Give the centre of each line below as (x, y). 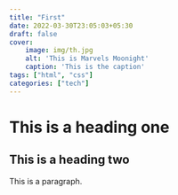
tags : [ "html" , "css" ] (51, 75)
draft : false (33, 34)
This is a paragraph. (46, 181)
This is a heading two (69, 160)
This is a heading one (89, 127)
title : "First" (37, 17)
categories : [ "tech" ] (49, 83)
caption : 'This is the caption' (85, 67)
